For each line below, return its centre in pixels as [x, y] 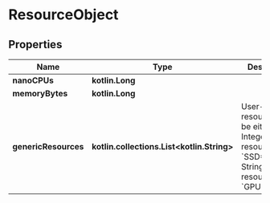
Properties [35, 45]
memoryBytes [40, 93]
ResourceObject [63, 15]
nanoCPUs [33, 80]
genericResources [48, 146]
